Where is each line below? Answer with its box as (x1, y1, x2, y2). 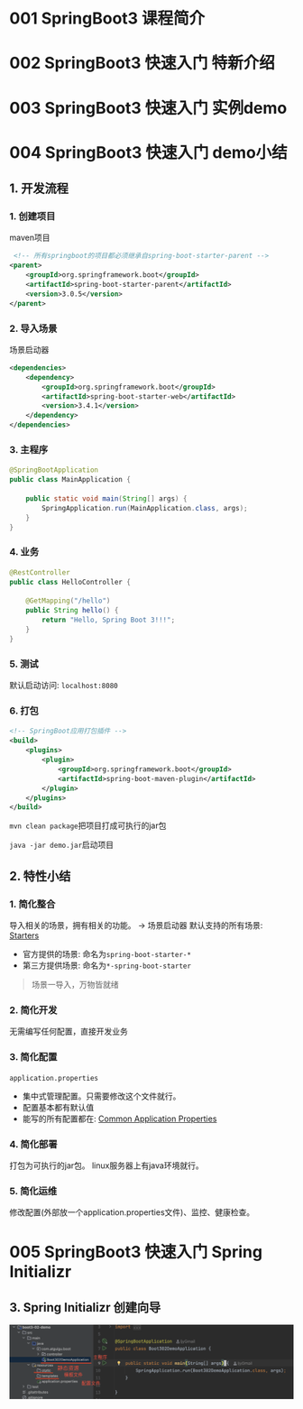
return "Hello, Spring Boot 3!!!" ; (41, 615, 176, 625)
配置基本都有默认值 (22, 1101, 95, 1112)
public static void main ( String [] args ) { (25, 494, 188, 503)
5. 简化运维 (9, 1184, 58, 1197)
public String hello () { (25, 606, 119, 615)
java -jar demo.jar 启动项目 (9, 840, 115, 851)
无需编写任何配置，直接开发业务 (9, 1026, 128, 1037)
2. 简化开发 (9, 1003, 58, 1016)
